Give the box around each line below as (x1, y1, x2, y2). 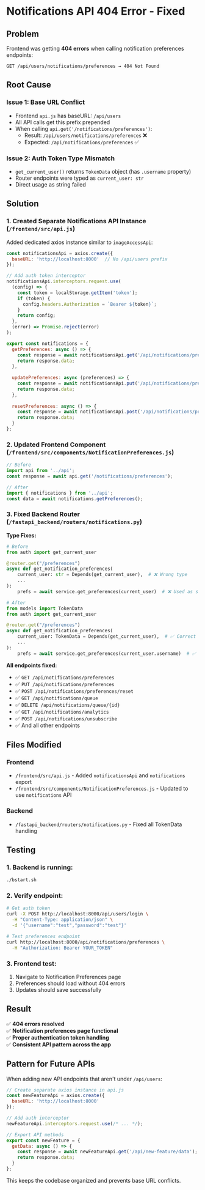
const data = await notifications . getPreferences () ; (6, 495, 143, 502)
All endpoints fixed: (6, 662, 57, 669)
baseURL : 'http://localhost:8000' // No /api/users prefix (12, 256, 168, 262)
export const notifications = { (6, 341, 88, 347)
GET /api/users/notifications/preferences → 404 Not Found (6, 63, 160, 69)
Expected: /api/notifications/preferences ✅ (24, 138, 140, 146)
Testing (6, 845, 36, 856)
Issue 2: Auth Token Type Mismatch (6, 154, 115, 163)
